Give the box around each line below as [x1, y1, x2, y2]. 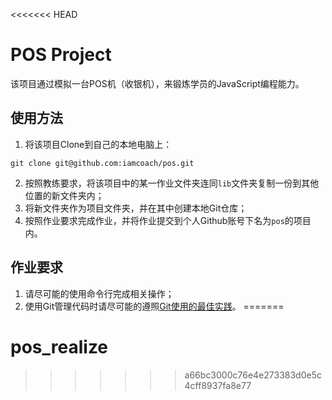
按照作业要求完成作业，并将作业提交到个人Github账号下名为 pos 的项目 [24, 214, 312, 226]
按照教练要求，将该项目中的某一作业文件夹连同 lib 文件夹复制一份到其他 [24, 177, 320, 189]
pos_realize [10, 335, 109, 358]
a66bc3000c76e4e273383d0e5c [184, 369, 322, 381]
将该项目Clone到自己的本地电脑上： [24, 138, 173, 150]
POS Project [10, 44, 112, 66]
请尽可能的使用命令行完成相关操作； [24, 287, 175, 299]
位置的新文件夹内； [24, 189, 105, 201]
